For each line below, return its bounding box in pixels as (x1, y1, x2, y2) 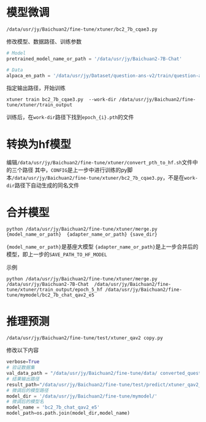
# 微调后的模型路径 (6, 387, 49, 393)
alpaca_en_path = (6, 72, 51, 79)
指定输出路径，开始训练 (6, 84, 66, 92)
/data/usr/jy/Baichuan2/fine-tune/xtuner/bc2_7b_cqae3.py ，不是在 (12, 174, 185, 182)
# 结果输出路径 (6, 375, 40, 382)
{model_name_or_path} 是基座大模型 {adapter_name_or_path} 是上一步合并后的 (6, 243, 199, 250)
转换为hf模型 (6, 137, 72, 151)
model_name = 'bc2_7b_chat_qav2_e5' (6, 404, 100, 411)
